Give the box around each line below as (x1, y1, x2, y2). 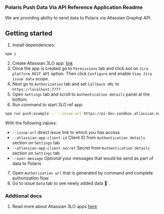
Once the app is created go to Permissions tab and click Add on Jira (12, 65, 148, 71)
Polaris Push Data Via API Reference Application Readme (5, 4, 143, 11)
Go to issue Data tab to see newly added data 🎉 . (12, 180, 110, 186)
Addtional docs (5, 192, 42, 199)
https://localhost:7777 (12, 87, 61, 92)
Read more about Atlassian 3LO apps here (12, 204, 97, 210)
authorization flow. (12, 175, 50, 181)
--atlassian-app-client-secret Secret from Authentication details (12, 145, 150, 151)
